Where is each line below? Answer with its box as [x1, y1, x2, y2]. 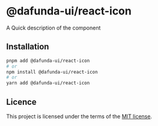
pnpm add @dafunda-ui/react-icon [6, 57, 90, 64]
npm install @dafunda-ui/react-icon [6, 69, 98, 75]
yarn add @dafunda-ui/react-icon [6, 80, 90, 86]
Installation [6, 42, 49, 52]
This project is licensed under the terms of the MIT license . [6, 113, 152, 120]
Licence [6, 96, 37, 107]
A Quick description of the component [6, 24, 101, 31]
